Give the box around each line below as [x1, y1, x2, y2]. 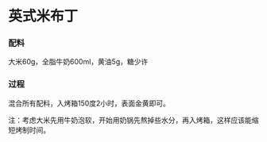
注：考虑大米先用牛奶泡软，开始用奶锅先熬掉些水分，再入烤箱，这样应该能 [8, 115, 252, 125]
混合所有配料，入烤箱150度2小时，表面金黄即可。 [8, 98, 171, 108]
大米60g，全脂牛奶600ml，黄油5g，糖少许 [8, 57, 149, 67]
